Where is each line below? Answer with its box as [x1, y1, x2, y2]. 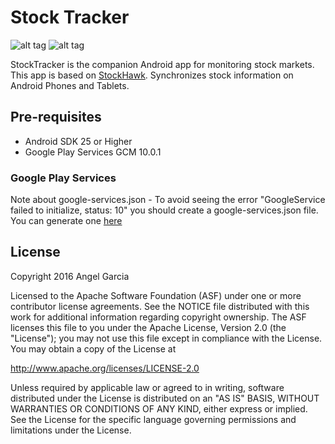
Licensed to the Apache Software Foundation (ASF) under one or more [10, 289, 302, 301]
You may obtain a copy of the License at [10, 342, 177, 355]
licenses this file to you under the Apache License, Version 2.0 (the [10, 321, 287, 333]
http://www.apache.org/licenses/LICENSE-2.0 [10, 362, 200, 374]
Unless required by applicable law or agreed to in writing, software [10, 381, 285, 393]
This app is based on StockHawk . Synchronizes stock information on [10, 69, 294, 81]
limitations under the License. [10, 424, 132, 436]
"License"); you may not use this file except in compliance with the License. [10, 332, 323, 344]
